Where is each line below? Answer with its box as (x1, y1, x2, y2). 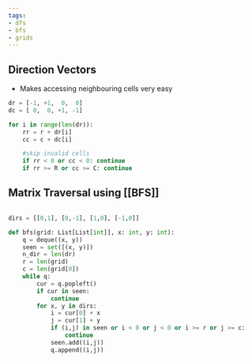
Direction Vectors (8, 62, 97, 76)
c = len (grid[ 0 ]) (22, 266, 80, 273)
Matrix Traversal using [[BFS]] (8, 187, 160, 200)
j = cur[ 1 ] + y (50, 317, 101, 325)
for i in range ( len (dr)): (8, 120, 93, 129)
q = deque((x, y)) (22, 236, 83, 243)
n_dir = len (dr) (22, 251, 77, 258)
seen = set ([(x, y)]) (22, 243, 93, 251)
